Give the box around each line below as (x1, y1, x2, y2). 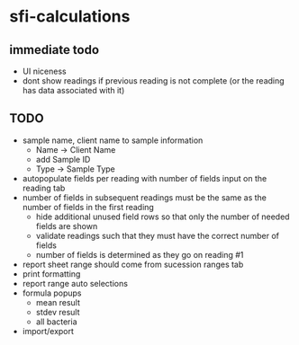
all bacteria (35, 316, 78, 327)
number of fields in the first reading (22, 201, 155, 212)
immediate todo (9, 42, 100, 57)
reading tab (22, 182, 66, 193)
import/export (22, 325, 75, 336)
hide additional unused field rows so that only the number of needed (35, 211, 290, 222)
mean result (35, 296, 81, 307)
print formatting (22, 268, 81, 279)
